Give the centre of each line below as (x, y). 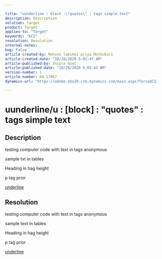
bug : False (16, 50)
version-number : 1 (23, 73)
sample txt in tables (25, 159)
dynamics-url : (19, 81)
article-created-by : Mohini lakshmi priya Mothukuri (59, 54)
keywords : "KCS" (21, 36)
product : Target (21, 27)
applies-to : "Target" (27, 32)
